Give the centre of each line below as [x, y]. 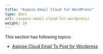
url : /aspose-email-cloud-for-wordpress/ [47, 18]
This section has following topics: [38, 37]
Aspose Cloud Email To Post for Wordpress [55, 46]
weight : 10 [16, 23]
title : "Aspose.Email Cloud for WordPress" [50, 9]
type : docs [16, 14]
